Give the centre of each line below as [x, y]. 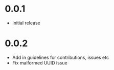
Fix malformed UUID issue [40, 63]
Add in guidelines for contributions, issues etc [61, 57]
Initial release [26, 23]
